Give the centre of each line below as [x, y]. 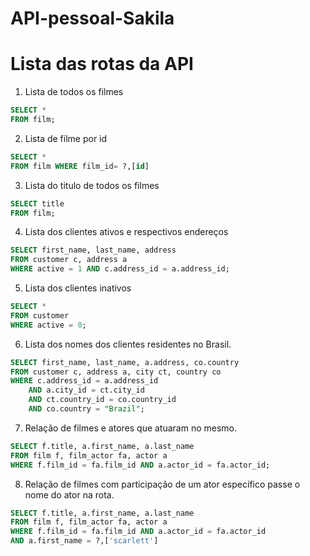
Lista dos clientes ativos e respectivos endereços [126, 232]
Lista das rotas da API [102, 64]
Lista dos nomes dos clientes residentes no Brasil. [128, 344]
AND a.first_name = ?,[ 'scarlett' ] [84, 541]
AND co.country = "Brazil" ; [86, 409]
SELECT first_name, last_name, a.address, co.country [125, 362]
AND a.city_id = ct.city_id [86, 390]
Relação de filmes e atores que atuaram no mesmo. [131, 428]
